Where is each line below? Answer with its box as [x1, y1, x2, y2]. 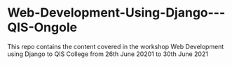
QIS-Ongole [7, 19, 78, 35]
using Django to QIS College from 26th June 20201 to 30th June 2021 [7, 50, 209, 58]
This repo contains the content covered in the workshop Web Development [7, 42, 224, 50]
